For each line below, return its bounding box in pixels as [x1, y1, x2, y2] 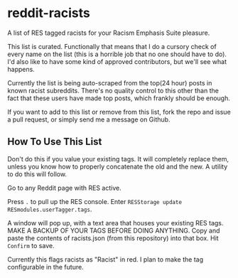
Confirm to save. [7, 241, 55, 250]
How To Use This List [7, 136, 102, 148]
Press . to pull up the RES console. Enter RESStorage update [7, 197, 183, 205]
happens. [7, 65, 36, 73]
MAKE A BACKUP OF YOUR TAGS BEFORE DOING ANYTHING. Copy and [7, 226, 220, 235]
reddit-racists [7, 5, 90, 21]
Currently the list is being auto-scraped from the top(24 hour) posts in [7, 78, 212, 87]
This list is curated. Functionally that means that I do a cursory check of [7, 42, 217, 50]
